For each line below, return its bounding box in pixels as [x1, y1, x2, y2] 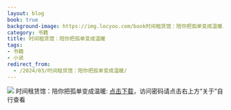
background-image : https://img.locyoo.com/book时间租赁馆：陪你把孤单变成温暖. [7, 23, 225, 29]
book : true [7, 16, 38, 23]
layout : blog [7, 10, 45, 17]
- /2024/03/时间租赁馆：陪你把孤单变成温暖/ [13, 67, 127, 74]
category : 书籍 [7, 29, 49, 36]
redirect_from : [7, 61, 51, 68]
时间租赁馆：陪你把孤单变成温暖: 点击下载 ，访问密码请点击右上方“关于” [15, 87, 218, 95]
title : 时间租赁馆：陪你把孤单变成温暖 [7, 36, 106, 42]
